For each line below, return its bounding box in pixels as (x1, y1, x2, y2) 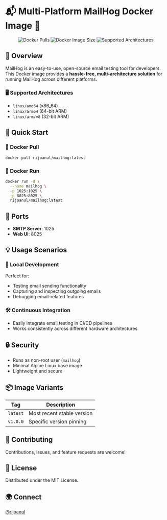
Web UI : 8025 (12, 231, 42, 237)
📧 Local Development (5, 261, 59, 268)
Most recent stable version (29, 410, 93, 417)
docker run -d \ (5, 179, 40, 184)
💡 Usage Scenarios (5, 246, 67, 254)
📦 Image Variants (5, 383, 64, 392)
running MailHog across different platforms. (5, 76, 97, 82)
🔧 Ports (5, 212, 29, 221)
